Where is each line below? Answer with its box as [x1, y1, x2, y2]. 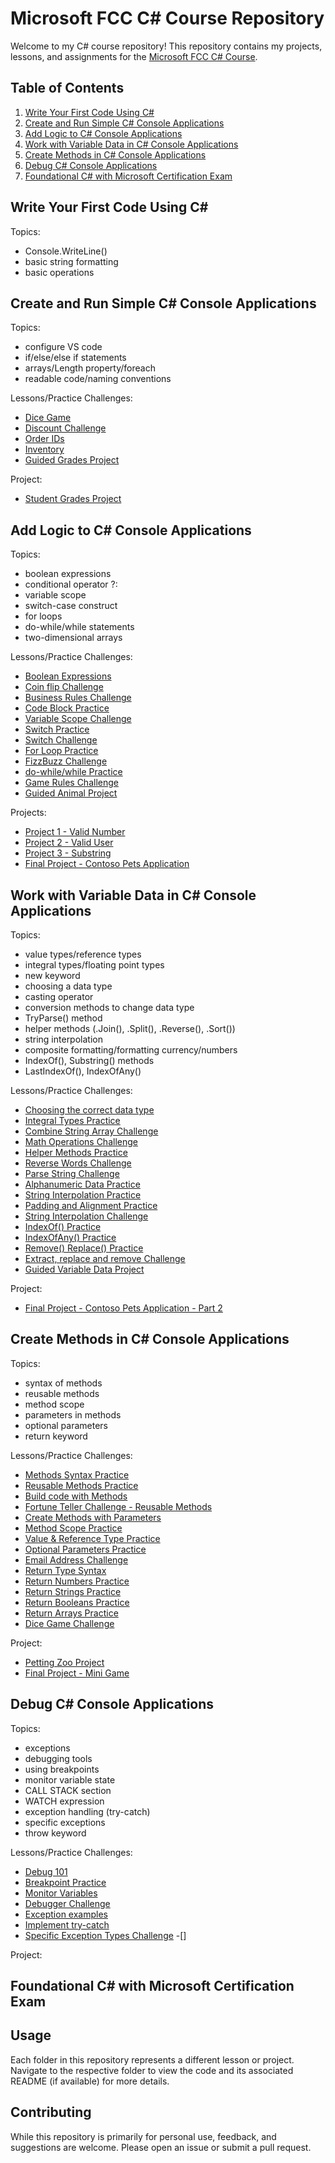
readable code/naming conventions [24, 373, 172, 385]
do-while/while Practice [24, 766, 123, 778]
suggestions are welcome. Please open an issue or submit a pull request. [10, 2141, 312, 2153]
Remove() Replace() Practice [24, 1242, 144, 1254]
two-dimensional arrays [24, 632, 123, 644]
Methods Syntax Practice [24, 1468, 130, 1481]
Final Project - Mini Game [24, 1667, 130, 1679]
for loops [24, 610, 63, 622]
